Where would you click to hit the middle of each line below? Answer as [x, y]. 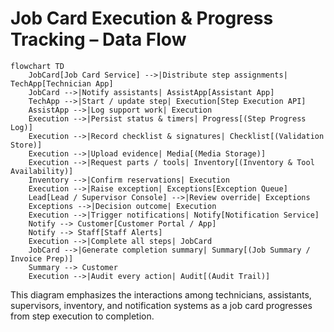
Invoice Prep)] [42, 258]
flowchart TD [37, 66]
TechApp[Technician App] [62, 83]
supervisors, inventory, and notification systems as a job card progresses [161, 305]
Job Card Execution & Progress [142, 18]
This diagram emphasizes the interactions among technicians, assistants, [161, 294]
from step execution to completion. [82, 316]
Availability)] [42, 171]
